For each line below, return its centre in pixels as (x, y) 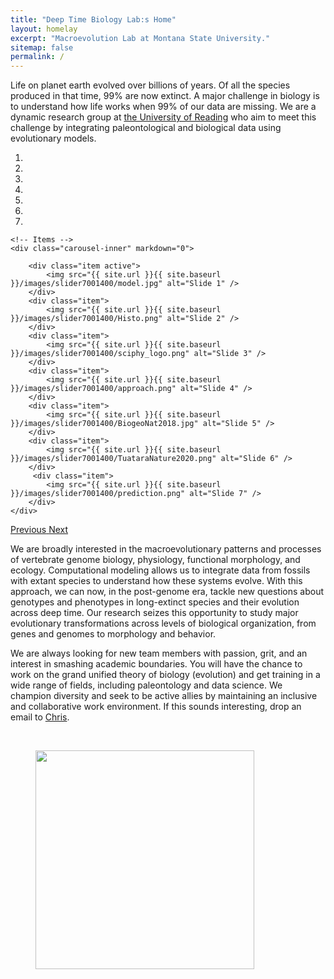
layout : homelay (44, 29)
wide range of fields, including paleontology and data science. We (146, 685)
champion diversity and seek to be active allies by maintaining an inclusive (164, 696)
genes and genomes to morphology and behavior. (113, 634)
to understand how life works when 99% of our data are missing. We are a (163, 107)
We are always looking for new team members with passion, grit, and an (159, 653)
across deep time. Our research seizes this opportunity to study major (154, 613)
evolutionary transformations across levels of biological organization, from (163, 623)
